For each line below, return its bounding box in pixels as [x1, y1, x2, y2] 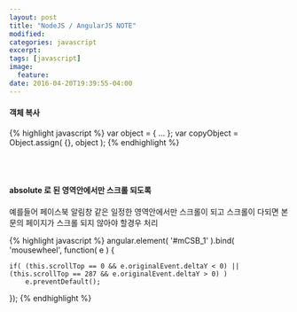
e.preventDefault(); [25, 277, 101, 286]
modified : [9, 29, 46, 38]
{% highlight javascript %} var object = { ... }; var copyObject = [9, 128, 239, 138]
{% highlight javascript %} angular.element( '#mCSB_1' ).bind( [9, 236, 235, 246]
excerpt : [9, 46, 42, 55]
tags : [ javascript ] [9, 54, 82, 63]
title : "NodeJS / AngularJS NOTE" [9, 21, 137, 30]
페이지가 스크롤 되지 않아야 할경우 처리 [25, 218, 159, 229]
